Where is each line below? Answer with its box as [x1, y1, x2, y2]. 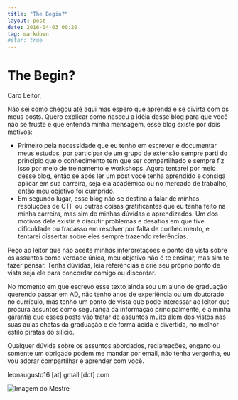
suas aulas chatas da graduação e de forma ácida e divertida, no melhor [7, 320, 219, 329]
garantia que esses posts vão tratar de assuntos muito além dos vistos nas [7, 312, 226, 321]
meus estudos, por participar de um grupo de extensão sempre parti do [17, 149, 228, 157]
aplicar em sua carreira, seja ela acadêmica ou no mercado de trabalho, [17, 179, 229, 188]
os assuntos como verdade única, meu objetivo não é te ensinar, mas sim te [7, 253, 229, 262]
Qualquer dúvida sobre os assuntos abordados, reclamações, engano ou [7, 342, 220, 350]
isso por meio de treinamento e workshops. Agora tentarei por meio [17, 164, 216, 173]
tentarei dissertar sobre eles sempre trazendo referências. [17, 232, 188, 241]
